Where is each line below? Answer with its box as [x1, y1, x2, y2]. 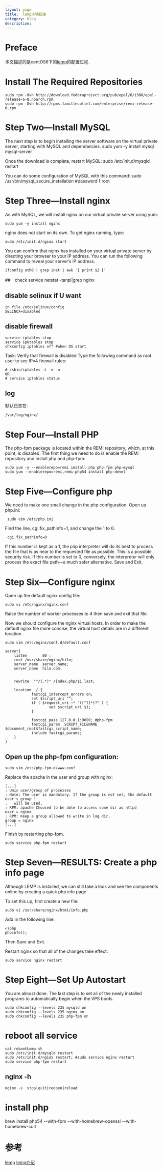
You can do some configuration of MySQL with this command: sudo [5, 173, 142, 179]
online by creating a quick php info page [5, 889, 87, 895]
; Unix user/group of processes [5, 788, 71, 793]
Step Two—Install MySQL [5, 122, 111, 133]
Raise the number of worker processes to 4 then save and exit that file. [5, 611, 148, 617]
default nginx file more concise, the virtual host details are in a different [5, 625, 149, 632]
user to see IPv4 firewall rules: [5, 357, 67, 364]
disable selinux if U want [5, 292, 82, 300]
